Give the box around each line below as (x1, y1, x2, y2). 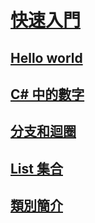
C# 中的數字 (10, 86, 85, 103)
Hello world (10, 49, 83, 66)
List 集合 (10, 160, 63, 177)
